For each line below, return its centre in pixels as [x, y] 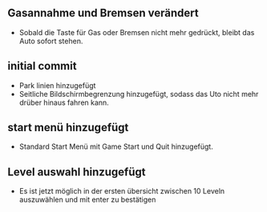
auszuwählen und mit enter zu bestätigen [87, 200]
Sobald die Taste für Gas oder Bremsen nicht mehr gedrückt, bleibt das [137, 32]
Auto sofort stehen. [51, 41]
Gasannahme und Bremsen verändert [103, 13]
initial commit [42, 66]
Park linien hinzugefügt [57, 85]
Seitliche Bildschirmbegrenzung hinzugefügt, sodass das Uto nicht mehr [139, 94]
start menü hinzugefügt [68, 128]
